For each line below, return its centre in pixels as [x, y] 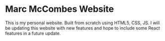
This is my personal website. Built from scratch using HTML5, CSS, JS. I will [82, 23]
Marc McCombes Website [59, 9]
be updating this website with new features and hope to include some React [82, 28]
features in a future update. [33, 33]
